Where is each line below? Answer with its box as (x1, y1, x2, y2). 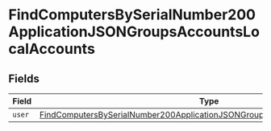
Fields (8, 72, 40, 85)
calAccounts (8, 40, 95, 58)
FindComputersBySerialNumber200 (8, 6, 256, 24)
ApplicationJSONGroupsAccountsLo (8, 23, 261, 41)
